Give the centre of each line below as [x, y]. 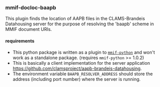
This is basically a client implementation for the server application [81, 63]
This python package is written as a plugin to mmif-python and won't [84, 52]
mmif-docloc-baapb [31, 8]
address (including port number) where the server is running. [76, 79]
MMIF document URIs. [29, 29]
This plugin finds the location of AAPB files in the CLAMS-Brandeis [75, 19]
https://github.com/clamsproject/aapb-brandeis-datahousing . [77, 68]
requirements [20, 41]
